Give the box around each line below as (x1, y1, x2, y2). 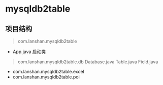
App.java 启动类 (12, 49, 46, 55)
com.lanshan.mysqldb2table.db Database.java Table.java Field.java (17, 59, 158, 65)
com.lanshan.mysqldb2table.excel (12, 69, 85, 74)
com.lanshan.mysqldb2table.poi (12, 74, 80, 80)
